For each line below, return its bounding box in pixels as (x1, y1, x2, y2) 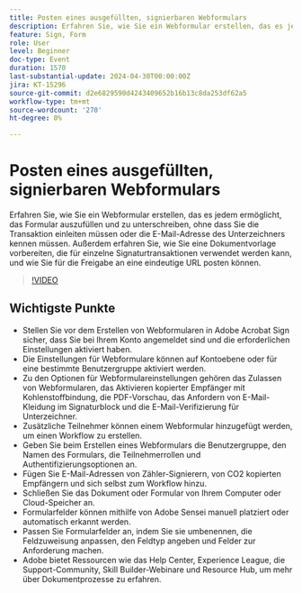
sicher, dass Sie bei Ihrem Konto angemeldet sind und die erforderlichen (22, 334, 290, 345)
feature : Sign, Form (9, 30, 87, 39)
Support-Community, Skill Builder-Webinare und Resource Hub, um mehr (22, 564, 293, 575)
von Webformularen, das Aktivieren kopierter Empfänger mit (22, 382, 245, 393)
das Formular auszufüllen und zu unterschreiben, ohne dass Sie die (9, 219, 259, 230)
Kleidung (22, 401, 56, 412)
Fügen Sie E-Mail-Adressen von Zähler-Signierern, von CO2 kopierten (22, 468, 281, 479)
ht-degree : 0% (9, 114, 63, 123)
